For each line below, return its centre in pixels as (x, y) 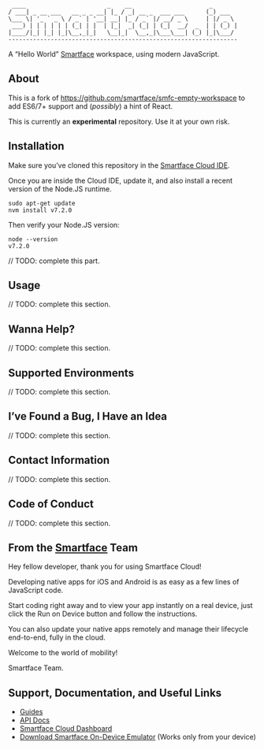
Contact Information (59, 460)
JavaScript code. (36, 590)
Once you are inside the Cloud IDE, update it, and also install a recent (121, 180)
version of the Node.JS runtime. (60, 189)
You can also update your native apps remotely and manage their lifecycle (128, 629)
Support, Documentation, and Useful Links (115, 693)
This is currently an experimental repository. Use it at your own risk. (119, 121)
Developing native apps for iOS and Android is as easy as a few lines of (124, 582)
